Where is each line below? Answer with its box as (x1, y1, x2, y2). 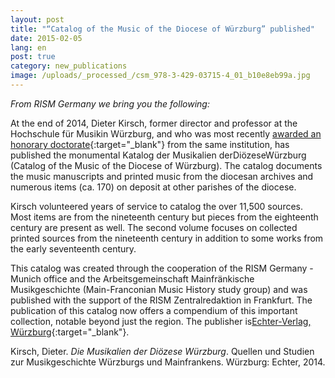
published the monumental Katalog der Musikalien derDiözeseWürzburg (10, 149, 307, 161)
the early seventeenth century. (10, 242, 137, 255)
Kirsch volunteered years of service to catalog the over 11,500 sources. (10, 200, 304, 212)
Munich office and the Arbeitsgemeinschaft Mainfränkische (10, 272, 255, 285)
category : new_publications (10, 61, 128, 71)
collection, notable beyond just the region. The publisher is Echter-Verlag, (10, 315, 312, 327)
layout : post (10, 14, 65, 25)
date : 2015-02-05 (10, 33, 83, 43)
